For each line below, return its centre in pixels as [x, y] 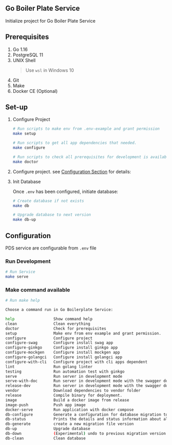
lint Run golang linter [49, 366]
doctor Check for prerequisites [56, 328]
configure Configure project [49, 338]
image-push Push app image [46, 405]
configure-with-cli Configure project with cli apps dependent [76, 362]
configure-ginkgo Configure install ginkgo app [61, 348]
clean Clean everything [48, 324]
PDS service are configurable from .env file [51, 248]
